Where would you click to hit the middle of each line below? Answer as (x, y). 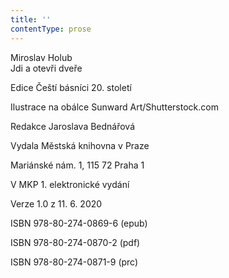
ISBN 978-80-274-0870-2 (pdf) (75, 242)
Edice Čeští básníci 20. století (71, 87)
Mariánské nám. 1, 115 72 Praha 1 (77, 165)
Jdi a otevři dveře (46, 68)
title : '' (31, 19)
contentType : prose (51, 29)
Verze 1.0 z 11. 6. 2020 (56, 203)
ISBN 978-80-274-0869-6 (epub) (79, 223)
